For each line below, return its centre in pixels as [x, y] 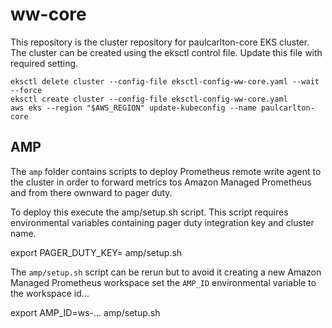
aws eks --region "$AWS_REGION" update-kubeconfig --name [133, 108]
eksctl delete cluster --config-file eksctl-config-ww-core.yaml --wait [165, 81]
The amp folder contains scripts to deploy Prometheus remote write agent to [166, 171]
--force [26, 90]
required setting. [44, 63]
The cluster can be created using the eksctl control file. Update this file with [166, 52]
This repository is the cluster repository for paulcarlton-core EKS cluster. [160, 42]
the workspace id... [50, 293]
